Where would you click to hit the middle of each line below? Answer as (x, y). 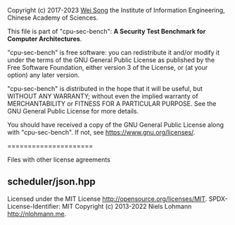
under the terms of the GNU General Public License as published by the (111, 60)
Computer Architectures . (45, 39)
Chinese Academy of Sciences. (53, 18)
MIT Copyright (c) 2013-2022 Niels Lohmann (127, 206)
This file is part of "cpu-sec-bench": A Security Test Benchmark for (107, 31)
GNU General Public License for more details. (73, 111)
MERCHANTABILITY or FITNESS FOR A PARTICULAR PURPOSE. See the (112, 104)
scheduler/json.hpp (52, 182)
